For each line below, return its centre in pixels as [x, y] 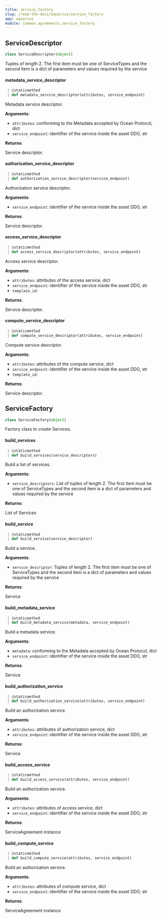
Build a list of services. [28, 464]
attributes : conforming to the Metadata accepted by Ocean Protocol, [82, 123]
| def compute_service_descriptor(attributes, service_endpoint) [75, 335]
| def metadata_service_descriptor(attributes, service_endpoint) [76, 95]
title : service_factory [29, 10]
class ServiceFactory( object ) [36, 420]
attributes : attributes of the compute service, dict [63, 364]
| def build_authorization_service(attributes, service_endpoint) [76, 701]
